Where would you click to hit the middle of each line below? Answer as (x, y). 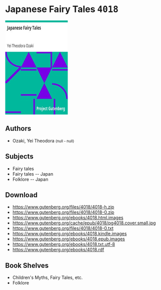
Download (21, 195)
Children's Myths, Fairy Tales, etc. (47, 277)
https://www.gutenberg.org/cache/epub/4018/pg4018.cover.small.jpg (84, 223)
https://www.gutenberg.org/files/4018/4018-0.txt (63, 228)
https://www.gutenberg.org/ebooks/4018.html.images (68, 218)
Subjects (19, 157)
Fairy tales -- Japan (33, 174)
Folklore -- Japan (30, 179)
